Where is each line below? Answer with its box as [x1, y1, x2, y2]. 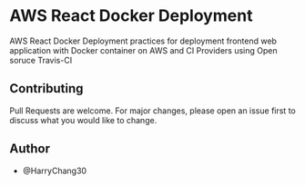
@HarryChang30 [22, 165, 87, 176]
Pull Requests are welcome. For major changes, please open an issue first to [9, 105, 296, 116]
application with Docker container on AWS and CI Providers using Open [9, 44, 278, 55]
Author [9, 141, 50, 157]
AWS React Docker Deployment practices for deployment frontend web [9, 35, 278, 46]
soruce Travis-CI [9, 54, 73, 65]
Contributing [9, 81, 84, 96]
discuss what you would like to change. [9, 114, 158, 125]
